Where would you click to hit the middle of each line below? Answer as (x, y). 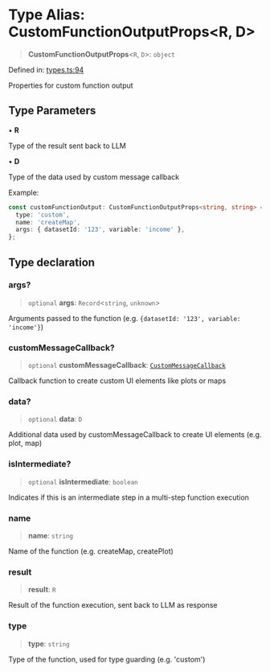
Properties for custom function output (71, 85)
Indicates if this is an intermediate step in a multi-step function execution (129, 497)
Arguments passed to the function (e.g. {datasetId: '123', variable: (125, 318)
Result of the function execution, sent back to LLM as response (113, 605)
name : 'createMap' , (48, 222)
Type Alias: (47, 15)
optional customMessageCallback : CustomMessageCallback (127, 365)
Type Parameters (52, 111)
